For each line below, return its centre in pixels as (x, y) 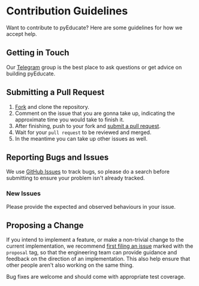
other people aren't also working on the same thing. (70, 265)
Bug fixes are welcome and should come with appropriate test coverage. (96, 277)
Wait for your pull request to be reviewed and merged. (83, 132)
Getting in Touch (38, 53)
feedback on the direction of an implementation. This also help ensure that (98, 259)
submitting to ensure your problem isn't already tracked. (76, 178)
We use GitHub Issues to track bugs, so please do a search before (88, 172)
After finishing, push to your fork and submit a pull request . (88, 126)
